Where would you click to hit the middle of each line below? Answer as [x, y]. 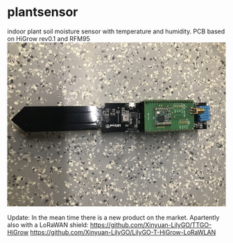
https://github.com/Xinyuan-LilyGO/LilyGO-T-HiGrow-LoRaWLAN [123, 232]
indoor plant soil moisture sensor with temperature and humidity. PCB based [116, 31]
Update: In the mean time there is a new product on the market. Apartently [113, 217]
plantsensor [43, 12]
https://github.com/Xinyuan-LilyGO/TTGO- [151, 225]
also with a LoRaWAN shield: [48, 225]
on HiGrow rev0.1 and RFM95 [49, 38]
